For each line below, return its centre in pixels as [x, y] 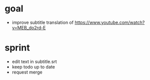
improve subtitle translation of [42, 22]
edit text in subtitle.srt [34, 61]
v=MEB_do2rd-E [29, 27]
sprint [17, 48]
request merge [27, 72]
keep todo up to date [33, 67]
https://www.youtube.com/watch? [109, 22]
